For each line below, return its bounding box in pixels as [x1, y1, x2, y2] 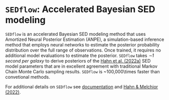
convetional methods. [5, 74, 50, 80]
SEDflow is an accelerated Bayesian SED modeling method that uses [5, 31, 146, 37]
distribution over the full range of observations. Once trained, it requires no [5, 47, 161, 53]
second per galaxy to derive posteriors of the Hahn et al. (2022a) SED [5, 58, 151, 64]
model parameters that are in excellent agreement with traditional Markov [5, 63, 158, 69]
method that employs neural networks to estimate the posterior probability [5, 41, 160, 47]
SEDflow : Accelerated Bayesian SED [5, 4, 155, 15]
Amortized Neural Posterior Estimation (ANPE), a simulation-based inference [5, 36, 164, 42]
